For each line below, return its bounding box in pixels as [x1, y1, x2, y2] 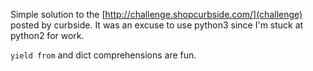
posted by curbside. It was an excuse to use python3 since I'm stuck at [10, 19, 304, 31]
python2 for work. [10, 30, 85, 41]
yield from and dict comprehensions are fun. [10, 49, 197, 61]
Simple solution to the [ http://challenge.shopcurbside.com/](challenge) [10, 9, 303, 20]
